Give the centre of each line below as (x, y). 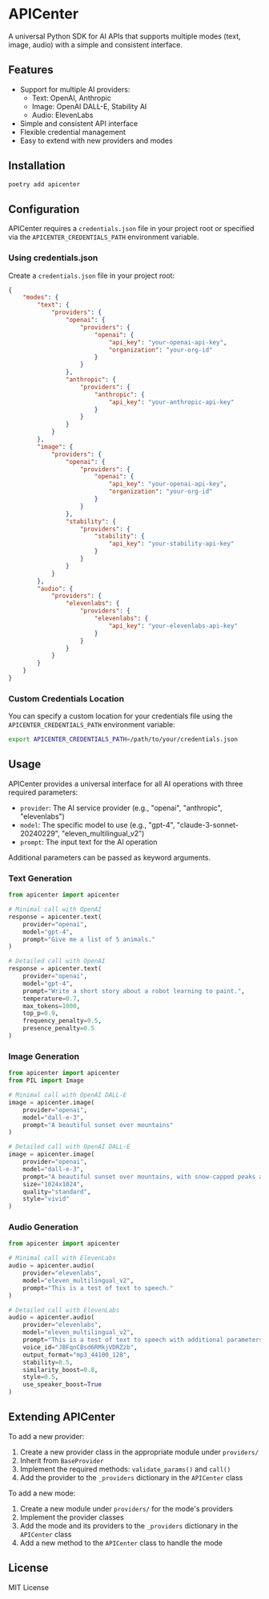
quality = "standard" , (57, 1192)
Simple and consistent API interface (79, 123)
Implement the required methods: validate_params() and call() (125, 1469)
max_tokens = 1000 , (52, 1006)
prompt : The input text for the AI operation (88, 842)
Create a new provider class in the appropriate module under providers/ (139, 1452)
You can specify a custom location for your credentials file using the (121, 716)
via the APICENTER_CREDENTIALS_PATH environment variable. (104, 237)
